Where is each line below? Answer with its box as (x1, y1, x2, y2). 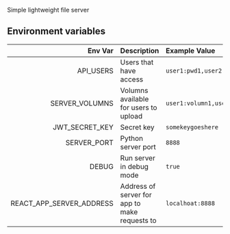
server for (120, 190, 152, 199)
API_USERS (77, 66, 114, 75)
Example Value (165, 46, 216, 55)
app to (120, 198, 141, 208)
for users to (120, 103, 157, 112)
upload (120, 111, 142, 120)
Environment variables (7, 25, 106, 37)
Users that (120, 57, 154, 67)
